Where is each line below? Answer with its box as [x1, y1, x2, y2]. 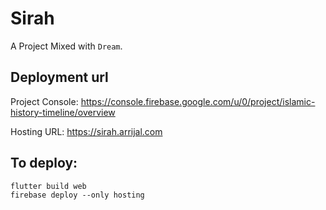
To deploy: [10, 155, 78, 172]
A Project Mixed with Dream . [10, 40, 123, 52]
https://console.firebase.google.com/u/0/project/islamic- [80, 95, 316, 107]
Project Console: [10, 95, 79, 107]
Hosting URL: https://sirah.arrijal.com [10, 125, 163, 137]
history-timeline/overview [10, 106, 116, 118]
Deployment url [10, 69, 109, 86]
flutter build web [10, 181, 87, 191]
